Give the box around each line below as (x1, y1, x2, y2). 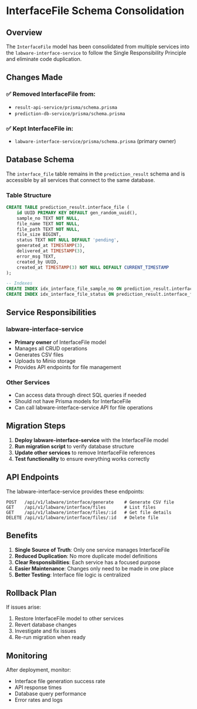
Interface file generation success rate (14, 678, 106, 685)
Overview (6, 28, 43, 38)
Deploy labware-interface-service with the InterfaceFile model (14, 436, 169, 444)
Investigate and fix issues (14, 627, 76, 634)
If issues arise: (6, 603, 42, 611)
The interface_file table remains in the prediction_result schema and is (6, 170, 186, 177)
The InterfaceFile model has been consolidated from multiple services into (6, 43, 189, 50)
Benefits (6, 531, 38, 541)
